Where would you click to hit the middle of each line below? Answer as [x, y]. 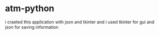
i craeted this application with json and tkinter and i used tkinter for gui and [80, 22]
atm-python [30, 9]
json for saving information [32, 27]
